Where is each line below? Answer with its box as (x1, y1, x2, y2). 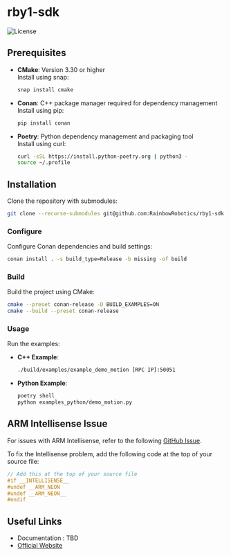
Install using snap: (17, 73, 69, 81)
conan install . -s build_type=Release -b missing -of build (7, 255, 187, 263)
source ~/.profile (17, 159, 71, 166)
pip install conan (17, 119, 71, 127)
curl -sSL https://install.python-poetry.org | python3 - (17, 153, 188, 160)
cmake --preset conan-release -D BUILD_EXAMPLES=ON (7, 301, 159, 308)
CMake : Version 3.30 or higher (17, 65, 106, 73)
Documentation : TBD (17, 534, 79, 542)
